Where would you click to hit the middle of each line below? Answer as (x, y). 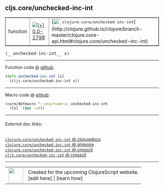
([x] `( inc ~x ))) (27, 108)
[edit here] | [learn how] (55, 178)
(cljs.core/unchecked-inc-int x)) (44, 81)
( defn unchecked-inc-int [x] (35, 76)
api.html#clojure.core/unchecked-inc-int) (100, 41)
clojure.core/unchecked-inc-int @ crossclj (49, 149)
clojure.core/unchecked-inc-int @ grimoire (50, 144)
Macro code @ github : (28, 94)
